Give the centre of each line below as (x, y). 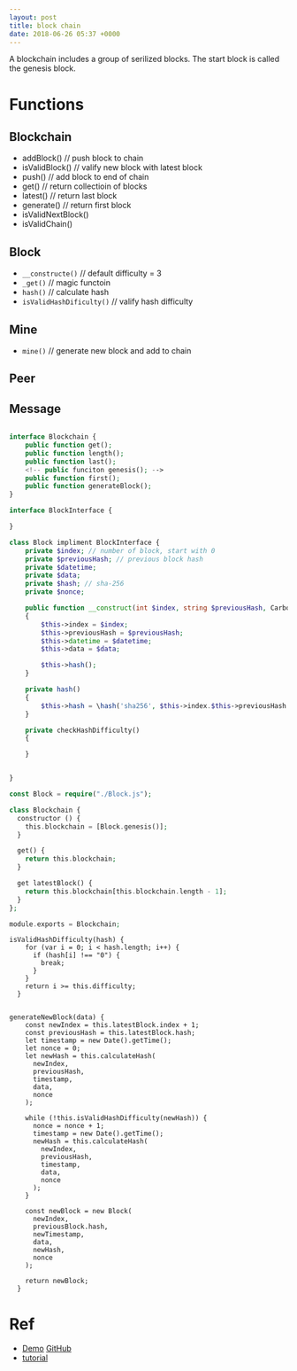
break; (53, 963)
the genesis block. (43, 68)
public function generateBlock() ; (88, 487)
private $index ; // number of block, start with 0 (120, 550)
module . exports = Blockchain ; (65, 924)
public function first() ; (73, 478)
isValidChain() (47, 224)
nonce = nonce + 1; (68, 1126)
